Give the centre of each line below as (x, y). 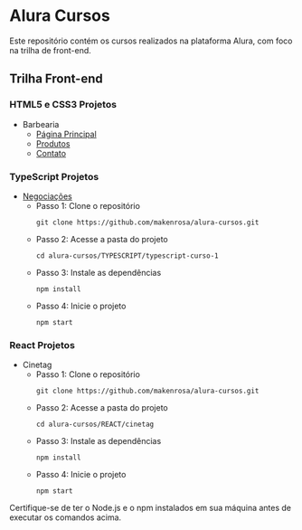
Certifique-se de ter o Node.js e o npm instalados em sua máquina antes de (151, 508)
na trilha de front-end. (51, 50)
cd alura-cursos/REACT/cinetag (95, 425)
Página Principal (66, 134)
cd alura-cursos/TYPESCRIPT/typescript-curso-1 (127, 256)
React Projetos (42, 345)
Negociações (47, 196)
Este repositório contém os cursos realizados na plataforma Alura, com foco (151, 41)
